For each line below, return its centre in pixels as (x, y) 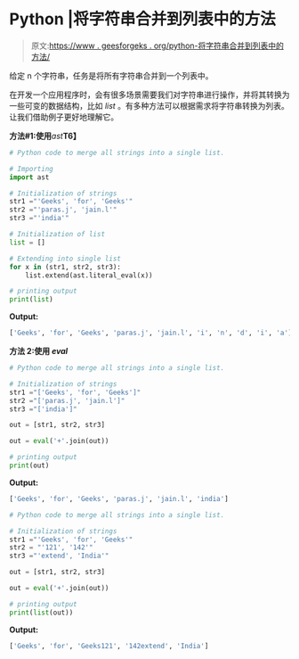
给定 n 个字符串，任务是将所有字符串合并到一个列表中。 (111, 75)
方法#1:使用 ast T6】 (45, 136)
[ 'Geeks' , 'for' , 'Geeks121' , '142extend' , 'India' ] (109, 646)
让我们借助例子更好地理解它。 (64, 117)
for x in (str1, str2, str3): (65, 267)
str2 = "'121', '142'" (51, 548)
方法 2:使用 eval (39, 351)
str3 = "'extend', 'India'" (59, 556)
